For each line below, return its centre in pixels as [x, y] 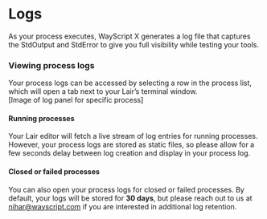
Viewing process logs [51, 65]
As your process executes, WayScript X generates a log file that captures [129, 36]
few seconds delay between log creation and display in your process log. [129, 153]
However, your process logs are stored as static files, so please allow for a [131, 144]
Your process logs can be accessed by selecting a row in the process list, [130, 83]
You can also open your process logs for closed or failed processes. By [127, 189]
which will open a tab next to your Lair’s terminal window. [103, 91]
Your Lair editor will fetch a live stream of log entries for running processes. [133, 136]
